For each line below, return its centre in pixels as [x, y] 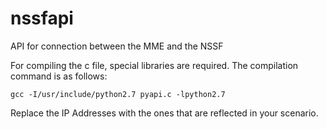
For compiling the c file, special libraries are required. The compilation [154, 65]
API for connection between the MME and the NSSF [117, 46]
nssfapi [42, 18]
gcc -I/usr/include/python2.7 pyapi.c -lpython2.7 [118, 94]
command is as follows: [59, 76]
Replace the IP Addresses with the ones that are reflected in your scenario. [164, 113]
